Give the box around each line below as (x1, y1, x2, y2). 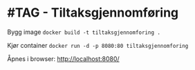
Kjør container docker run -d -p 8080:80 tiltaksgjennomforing (7, 41, 189, 49)
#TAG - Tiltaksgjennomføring (7, 5, 179, 21)
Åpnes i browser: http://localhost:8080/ (7, 54, 120, 63)
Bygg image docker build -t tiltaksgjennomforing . (7, 28, 161, 36)
